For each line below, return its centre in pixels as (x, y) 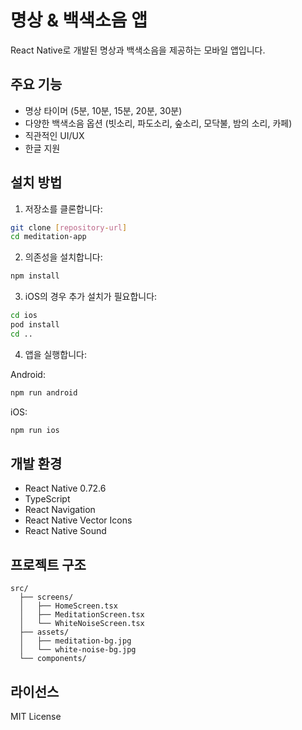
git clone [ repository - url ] (69, 227)
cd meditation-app (48, 237)
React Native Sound (65, 531)
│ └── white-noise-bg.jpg (78, 650)
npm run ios (35, 430)
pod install (35, 325)
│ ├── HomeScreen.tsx (68, 606)
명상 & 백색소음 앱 (79, 20)
